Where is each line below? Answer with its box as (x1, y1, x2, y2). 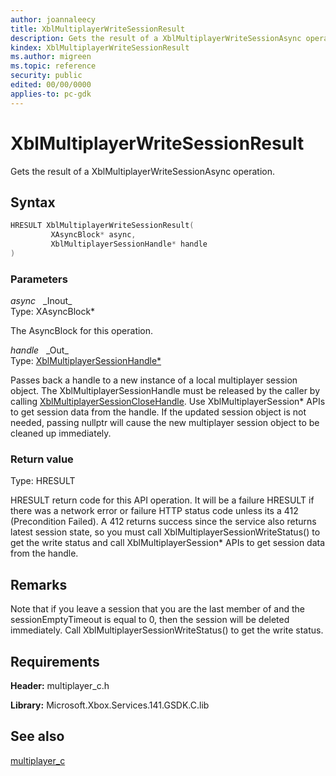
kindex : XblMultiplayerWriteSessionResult (10, 42, 190, 53)
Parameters (10, 272, 68, 286)
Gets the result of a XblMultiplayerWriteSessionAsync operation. (10, 165, 276, 177)
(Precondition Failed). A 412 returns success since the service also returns (10, 516, 317, 528)
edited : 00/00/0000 (10, 80, 92, 90)
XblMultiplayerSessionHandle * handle (50, 239, 208, 250)
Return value (10, 452, 74, 466)
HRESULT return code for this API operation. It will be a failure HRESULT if (10, 494, 315, 506)
